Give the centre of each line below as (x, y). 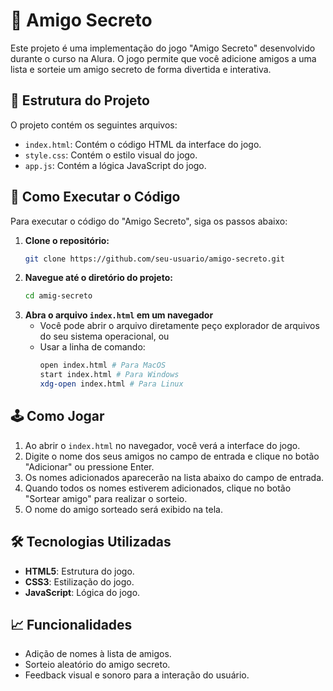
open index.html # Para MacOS (103, 365)
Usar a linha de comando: (92, 347)
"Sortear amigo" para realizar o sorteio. (106, 498)
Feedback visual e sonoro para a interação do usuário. (137, 675)
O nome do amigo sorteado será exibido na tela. (123, 509)
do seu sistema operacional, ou (104, 336)
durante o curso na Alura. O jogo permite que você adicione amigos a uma (163, 58)
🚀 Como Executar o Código (95, 197)
